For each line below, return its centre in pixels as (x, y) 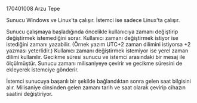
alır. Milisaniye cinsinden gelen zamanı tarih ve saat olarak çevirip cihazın (96, 88)
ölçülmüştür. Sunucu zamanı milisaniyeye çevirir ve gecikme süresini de (94, 63)
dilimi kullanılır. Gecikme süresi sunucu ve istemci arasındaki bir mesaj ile (96, 57)
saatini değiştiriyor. (29, 94)
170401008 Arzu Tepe (33, 9)
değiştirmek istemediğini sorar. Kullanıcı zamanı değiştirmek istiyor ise (92, 38)
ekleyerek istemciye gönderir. (42, 70)
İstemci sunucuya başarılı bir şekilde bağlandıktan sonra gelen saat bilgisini (98, 81)
